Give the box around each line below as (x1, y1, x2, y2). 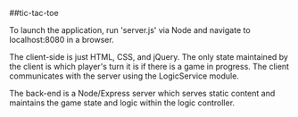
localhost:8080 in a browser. (9, 35, 114, 45)
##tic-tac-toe (9, 8, 60, 18)
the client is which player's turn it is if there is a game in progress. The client (9, 62, 290, 71)
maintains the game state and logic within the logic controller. (9, 97, 235, 108)
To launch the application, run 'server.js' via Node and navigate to (9, 25, 252, 35)
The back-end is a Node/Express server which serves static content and (9, 88, 276, 98)
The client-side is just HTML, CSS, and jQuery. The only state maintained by (9, 52, 288, 62)
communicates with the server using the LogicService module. (9, 71, 239, 81)
